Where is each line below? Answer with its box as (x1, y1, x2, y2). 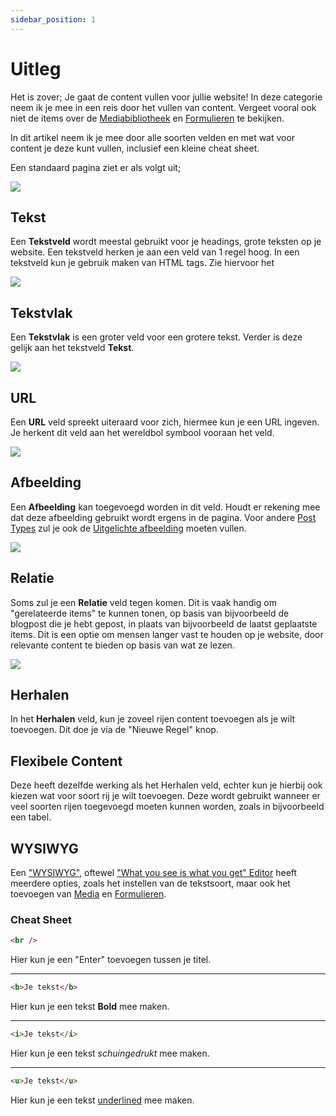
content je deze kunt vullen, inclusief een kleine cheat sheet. (10, 142, 260, 154)
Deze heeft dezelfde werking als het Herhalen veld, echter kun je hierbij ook (10, 779, 323, 791)
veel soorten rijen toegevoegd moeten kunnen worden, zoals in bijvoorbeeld (10, 801, 325, 813)
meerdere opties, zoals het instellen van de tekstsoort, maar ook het (10, 877, 291, 890)
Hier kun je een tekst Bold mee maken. (10, 1001, 170, 1013)
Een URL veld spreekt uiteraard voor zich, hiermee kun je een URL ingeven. (10, 416, 320, 428)
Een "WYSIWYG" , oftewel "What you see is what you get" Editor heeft (10, 867, 298, 879)
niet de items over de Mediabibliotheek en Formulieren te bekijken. (10, 112, 285, 124)
